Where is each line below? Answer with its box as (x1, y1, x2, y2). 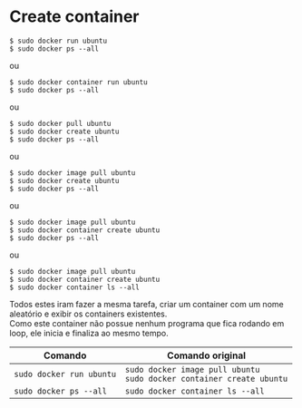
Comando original (167, 349, 247, 362)
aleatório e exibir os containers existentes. (9, 308, 168, 319)
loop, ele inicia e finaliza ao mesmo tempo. (9, 327, 170, 338)
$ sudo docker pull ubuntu (9, 119, 112, 128)
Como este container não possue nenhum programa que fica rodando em (9, 317, 285, 328)
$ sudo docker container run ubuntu (9, 77, 148, 87)
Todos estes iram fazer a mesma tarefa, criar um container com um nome (9, 298, 284, 309)
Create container (9, 6, 140, 27)
